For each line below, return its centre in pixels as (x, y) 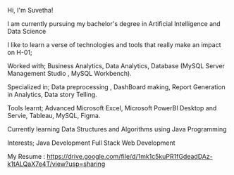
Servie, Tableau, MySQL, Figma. (54, 116)
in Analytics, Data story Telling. (52, 95)
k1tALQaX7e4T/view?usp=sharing (56, 164)
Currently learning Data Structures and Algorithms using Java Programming (117, 129)
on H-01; (20, 52)
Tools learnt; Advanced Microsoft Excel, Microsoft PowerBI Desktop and (112, 108)
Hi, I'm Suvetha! (30, 10)
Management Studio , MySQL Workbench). (69, 73)
